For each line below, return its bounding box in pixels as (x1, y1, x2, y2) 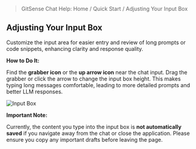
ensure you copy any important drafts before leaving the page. (6, 136, 163, 143)
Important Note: (6, 111, 47, 119)
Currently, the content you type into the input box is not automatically (6, 123, 182, 130)
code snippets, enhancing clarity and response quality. (6, 45, 144, 52)
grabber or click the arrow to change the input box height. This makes (6, 75, 181, 82)
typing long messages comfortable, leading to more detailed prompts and (6, 81, 191, 88)
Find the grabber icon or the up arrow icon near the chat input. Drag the (6, 68, 188, 76)
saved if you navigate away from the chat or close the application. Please (6, 130, 190, 137)
